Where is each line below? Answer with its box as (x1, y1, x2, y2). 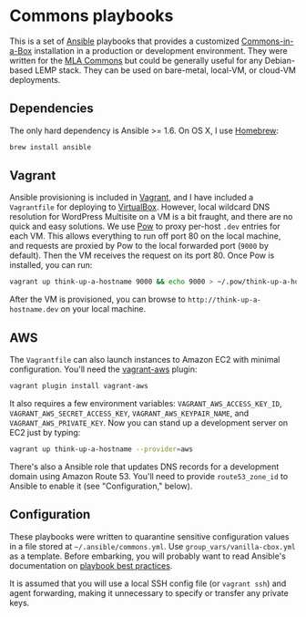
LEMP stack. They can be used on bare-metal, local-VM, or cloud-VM (35, 65, 296, 76)
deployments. (9, 74, 61, 85)
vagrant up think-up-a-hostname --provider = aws (9, 445, 194, 454)
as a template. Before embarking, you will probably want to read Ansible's (9, 550, 287, 561)
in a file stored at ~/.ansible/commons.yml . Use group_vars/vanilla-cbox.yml (9, 540, 296, 551)
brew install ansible (9, 142, 92, 151)
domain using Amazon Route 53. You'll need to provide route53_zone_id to (9, 470, 289, 481)
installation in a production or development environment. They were (34, 45, 289, 56)
